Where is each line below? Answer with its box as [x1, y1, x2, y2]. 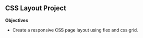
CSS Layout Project [5, 4, 66, 12]
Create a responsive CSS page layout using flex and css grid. [12, 27, 139, 33]
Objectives [5, 17, 28, 23]
